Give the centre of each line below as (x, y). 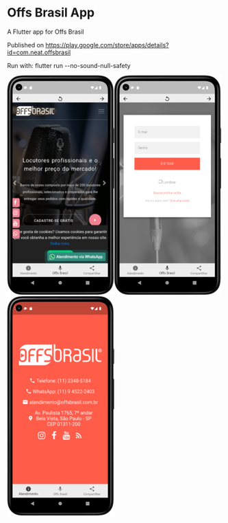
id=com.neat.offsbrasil (39, 52)
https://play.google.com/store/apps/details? (107, 45)
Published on (26, 45)
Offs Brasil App (51, 13)
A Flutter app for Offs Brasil (46, 32)
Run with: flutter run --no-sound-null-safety (69, 65)
